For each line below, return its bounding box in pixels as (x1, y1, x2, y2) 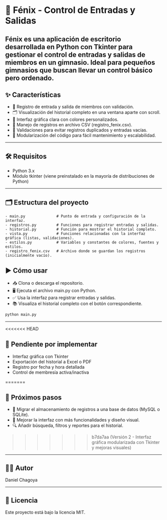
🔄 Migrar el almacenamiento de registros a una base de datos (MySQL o (12, 407, 160, 413)
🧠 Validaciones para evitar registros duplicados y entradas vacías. (12, 127, 148, 133)
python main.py (5, 312, 37, 317)
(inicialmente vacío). (5, 253, 52, 258)
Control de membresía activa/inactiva (12, 369, 89, 375)
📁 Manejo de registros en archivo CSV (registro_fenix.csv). (12, 122, 133, 128)
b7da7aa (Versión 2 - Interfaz (91, 434, 152, 440)
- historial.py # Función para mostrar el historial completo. (5, 227, 157, 232)
